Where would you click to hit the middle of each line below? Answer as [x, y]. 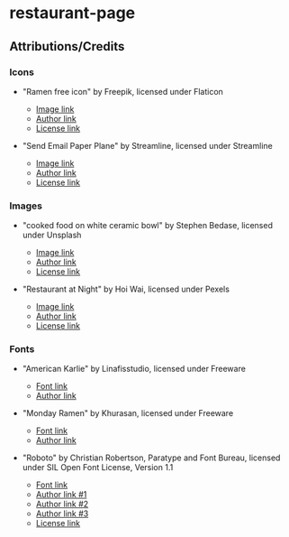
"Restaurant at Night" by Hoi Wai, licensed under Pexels [126, 289]
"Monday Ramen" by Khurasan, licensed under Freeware [128, 413]
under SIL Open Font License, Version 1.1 [98, 468]
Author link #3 [62, 514]
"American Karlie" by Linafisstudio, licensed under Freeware [134, 369]
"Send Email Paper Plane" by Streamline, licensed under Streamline [147, 145]
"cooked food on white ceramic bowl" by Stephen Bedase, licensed [147, 226]
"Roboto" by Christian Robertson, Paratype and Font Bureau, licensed [151, 458]
